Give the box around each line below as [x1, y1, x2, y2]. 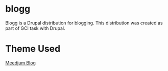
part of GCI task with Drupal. [5, 25, 65, 31]
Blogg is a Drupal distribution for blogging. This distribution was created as [5, 20, 163, 26]
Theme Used [5, 43, 61, 55]
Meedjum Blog [5, 59, 36, 66]
